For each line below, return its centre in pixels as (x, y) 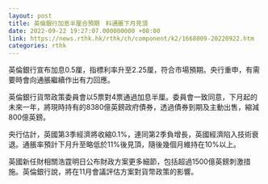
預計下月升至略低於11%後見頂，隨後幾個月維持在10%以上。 (142, 144)
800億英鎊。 (29, 117)
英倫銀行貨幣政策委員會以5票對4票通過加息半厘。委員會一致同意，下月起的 (133, 97)
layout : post (30, 16)
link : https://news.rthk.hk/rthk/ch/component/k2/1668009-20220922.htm (131, 38)
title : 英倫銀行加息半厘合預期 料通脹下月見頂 (78, 23)
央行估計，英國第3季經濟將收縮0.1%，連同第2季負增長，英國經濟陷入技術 (130, 135)
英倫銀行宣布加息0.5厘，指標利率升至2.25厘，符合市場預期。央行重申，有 (131, 70)
